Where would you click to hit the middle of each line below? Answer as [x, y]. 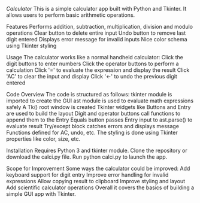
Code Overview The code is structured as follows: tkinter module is [89, 94]
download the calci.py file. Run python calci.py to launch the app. [87, 157]
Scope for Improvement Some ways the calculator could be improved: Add [98, 168]
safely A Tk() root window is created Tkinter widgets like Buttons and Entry [99, 107]
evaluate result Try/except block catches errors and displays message [93, 126]
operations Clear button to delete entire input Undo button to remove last [96, 33]
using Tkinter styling [31, 46]
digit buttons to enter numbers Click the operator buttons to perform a [93, 63]
